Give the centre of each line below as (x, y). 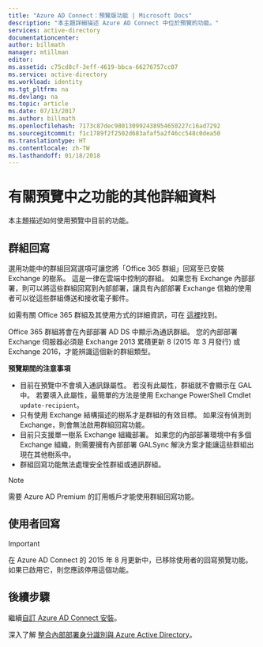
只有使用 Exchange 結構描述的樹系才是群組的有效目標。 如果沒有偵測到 (135, 415)
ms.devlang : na (33, 97)
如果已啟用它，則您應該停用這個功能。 (70, 569)
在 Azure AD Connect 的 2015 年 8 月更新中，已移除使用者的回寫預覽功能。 (130, 560)
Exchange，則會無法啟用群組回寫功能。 (84, 425)
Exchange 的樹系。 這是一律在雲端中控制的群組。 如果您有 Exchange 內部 (128, 278)
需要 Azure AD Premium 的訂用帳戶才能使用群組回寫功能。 (103, 497)
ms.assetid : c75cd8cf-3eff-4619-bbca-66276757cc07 (93, 67)
